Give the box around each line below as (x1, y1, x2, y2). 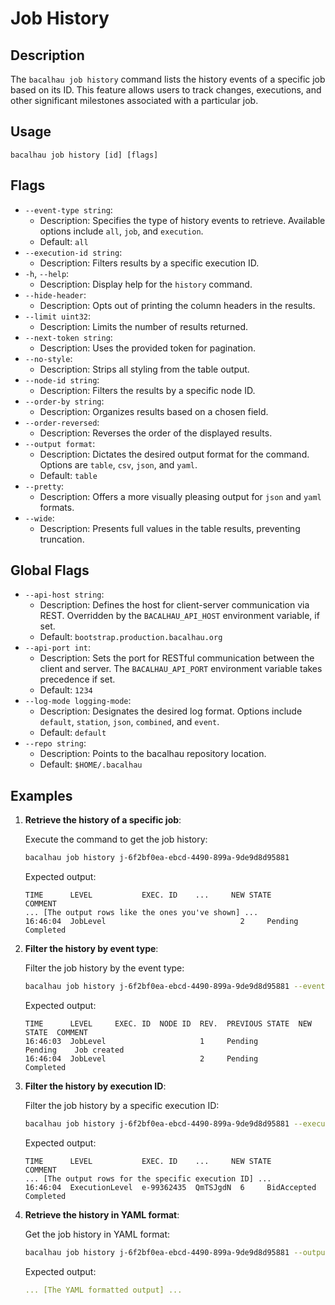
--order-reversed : (24, 416, 100, 428)
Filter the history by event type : (24, 943, 159, 955)
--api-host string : (24, 588, 105, 601)
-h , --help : (24, 267, 70, 279)
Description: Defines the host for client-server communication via (39, 599, 310, 611)
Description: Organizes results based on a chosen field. (39, 405, 269, 417)
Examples (10, 787, 73, 804)
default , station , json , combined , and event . (39, 716, 220, 728)
